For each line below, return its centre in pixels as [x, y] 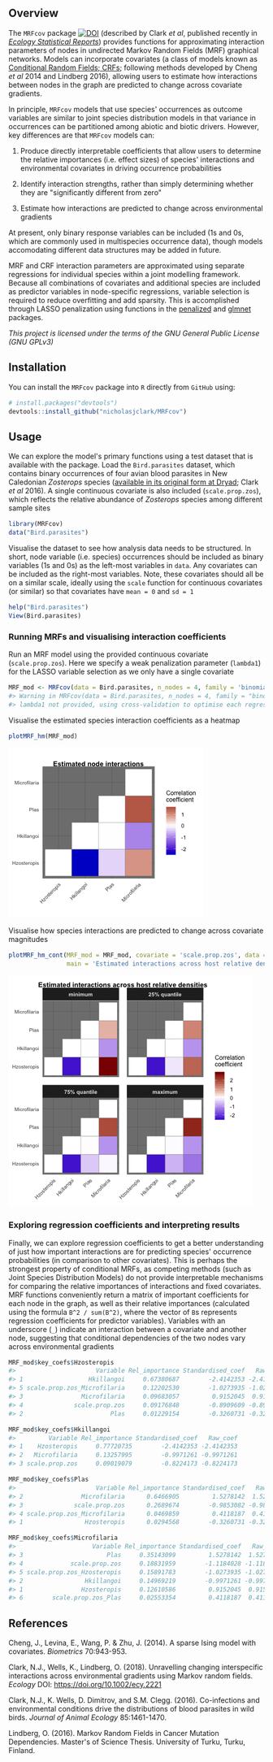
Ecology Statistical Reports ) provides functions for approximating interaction [136, 41]
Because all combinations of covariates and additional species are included [134, 283]
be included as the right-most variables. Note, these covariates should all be [136, 574]
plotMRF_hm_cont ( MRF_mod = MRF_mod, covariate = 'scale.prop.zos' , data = [138, 955]
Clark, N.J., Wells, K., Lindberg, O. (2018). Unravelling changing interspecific [136, 1667]
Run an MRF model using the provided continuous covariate [108, 654]
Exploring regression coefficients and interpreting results [124, 1225]
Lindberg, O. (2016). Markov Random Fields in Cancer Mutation [114, 1734]
